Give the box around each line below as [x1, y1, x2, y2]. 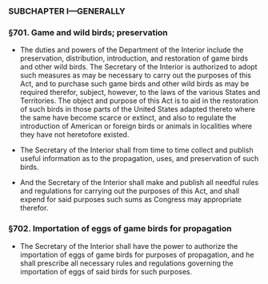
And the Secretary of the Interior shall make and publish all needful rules [19, 178, 259, 187]
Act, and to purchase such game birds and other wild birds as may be [19, 79, 250, 89]
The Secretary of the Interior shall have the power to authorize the [19, 241, 238, 250]
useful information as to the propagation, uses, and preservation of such [19, 154, 259, 164]
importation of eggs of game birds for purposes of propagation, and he [19, 250, 254, 259]
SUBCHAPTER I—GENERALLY [8, 6, 126, 17]
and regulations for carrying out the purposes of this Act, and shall [19, 186, 240, 196]
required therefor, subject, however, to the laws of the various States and [19, 88, 261, 97]
